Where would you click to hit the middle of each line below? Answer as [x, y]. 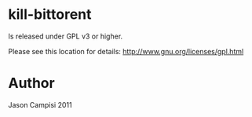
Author [31, 83]
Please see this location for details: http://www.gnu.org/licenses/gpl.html [126, 51]
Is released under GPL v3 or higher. [66, 36]
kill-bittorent [50, 15]
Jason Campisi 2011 [40, 104]
